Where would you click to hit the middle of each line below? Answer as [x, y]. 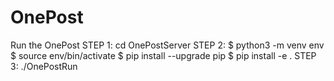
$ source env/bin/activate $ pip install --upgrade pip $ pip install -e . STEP [163, 55]
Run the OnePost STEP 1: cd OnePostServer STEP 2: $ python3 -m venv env [167, 45]
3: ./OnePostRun [44, 66]
